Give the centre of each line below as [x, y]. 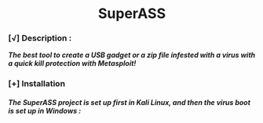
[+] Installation [37, 84]
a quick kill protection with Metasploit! [72, 63]
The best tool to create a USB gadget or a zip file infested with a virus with [132, 55]
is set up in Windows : [45, 111]
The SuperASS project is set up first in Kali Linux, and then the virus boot [130, 102]
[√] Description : [40, 38]
